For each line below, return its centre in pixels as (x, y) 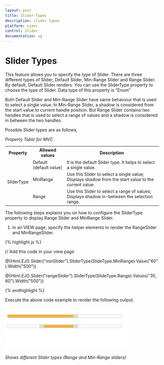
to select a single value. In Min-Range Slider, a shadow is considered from (80, 105)
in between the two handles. (34, 120)
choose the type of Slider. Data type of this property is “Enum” (68, 90)
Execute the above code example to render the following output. (70, 300)
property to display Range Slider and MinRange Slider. (59, 218)
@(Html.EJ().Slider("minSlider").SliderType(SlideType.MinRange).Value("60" (82, 261)
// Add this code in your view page (40, 251)
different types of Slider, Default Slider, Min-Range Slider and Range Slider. (80, 80)
